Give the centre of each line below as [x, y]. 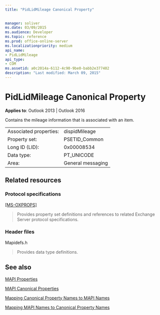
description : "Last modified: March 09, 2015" [53, 73]
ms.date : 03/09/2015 [26, 28]
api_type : [15, 59]
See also [18, 268]
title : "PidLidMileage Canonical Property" [50, 9]
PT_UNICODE [79, 155]
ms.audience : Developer [29, 32]
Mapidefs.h [16, 242]
